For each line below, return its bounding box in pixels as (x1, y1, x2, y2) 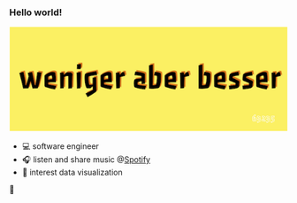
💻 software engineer (21, 141, 100, 152)
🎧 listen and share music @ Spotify (21, 154, 151, 165)
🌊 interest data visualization (21, 167, 123, 178)
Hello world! (9, 6, 63, 19)
